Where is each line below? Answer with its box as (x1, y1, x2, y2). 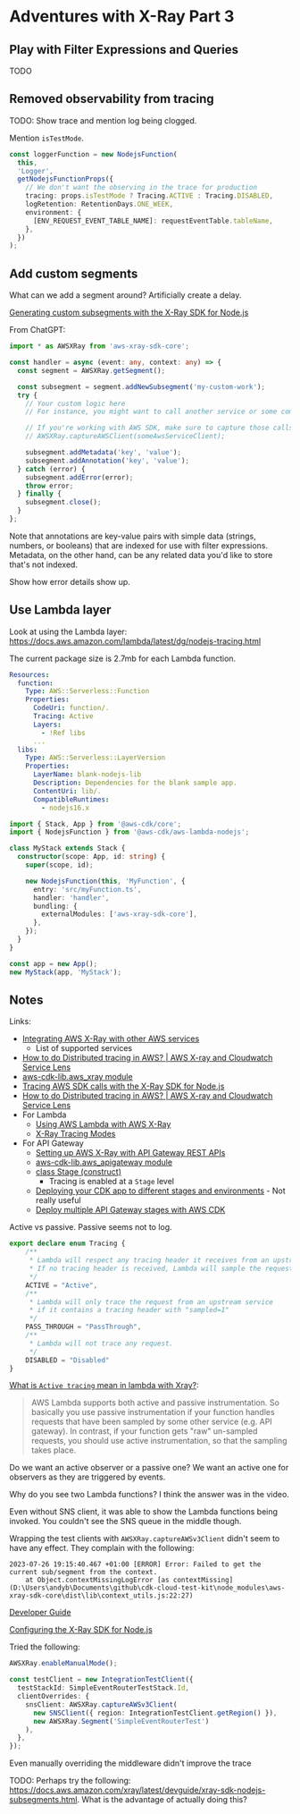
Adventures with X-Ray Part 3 (9, 6, 235, 27)
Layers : (32, 720, 62, 729)
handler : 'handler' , (32, 893, 110, 903)
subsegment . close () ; (25, 498, 102, 507)
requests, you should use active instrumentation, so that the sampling (30, 1436, 287, 1446)
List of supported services (35, 1043, 132, 1054)
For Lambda (21, 1109, 67, 1120)
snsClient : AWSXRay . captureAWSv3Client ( (25, 1700, 178, 1709)
